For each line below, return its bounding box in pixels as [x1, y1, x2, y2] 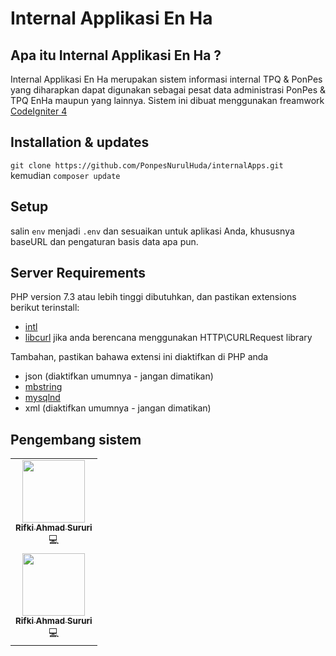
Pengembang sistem [10, 431, 142, 448]
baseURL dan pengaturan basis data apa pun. [10, 235, 199, 247]
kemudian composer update [10, 169, 121, 181]
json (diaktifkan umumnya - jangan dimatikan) [24, 370, 214, 382]
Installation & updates [10, 134, 150, 151]
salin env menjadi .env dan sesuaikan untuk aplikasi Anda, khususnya [10, 225, 295, 237]
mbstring [24, 381, 63, 393]
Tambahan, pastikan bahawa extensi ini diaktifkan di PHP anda [10, 351, 269, 363]
